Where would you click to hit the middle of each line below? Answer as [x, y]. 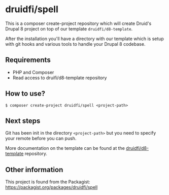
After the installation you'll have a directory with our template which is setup [84, 39]
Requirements [28, 60]
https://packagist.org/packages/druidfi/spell [52, 187]
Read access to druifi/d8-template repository [60, 78]
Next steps [23, 121]
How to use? [25, 94]
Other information [34, 169]
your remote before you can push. [41, 139]
